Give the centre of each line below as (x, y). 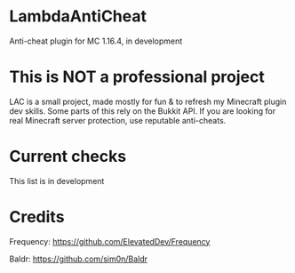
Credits (37, 217)
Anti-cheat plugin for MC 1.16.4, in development (96, 41)
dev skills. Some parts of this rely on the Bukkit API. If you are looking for (143, 111)
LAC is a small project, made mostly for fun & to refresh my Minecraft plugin (148, 101)
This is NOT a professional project (137, 77)
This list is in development (57, 181)
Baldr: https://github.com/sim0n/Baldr (79, 259)
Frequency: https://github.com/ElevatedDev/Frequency (110, 241)
